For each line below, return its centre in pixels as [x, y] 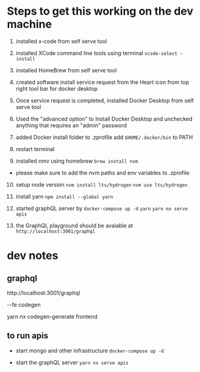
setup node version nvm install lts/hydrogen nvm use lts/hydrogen [102, 184]
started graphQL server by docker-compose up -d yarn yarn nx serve [102, 208]
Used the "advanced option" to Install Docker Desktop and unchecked [104, 119]
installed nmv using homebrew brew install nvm [77, 161]
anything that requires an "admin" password [71, 125]
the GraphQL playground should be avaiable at [74, 225]
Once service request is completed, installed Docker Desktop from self [105, 100]
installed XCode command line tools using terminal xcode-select [96, 53]
